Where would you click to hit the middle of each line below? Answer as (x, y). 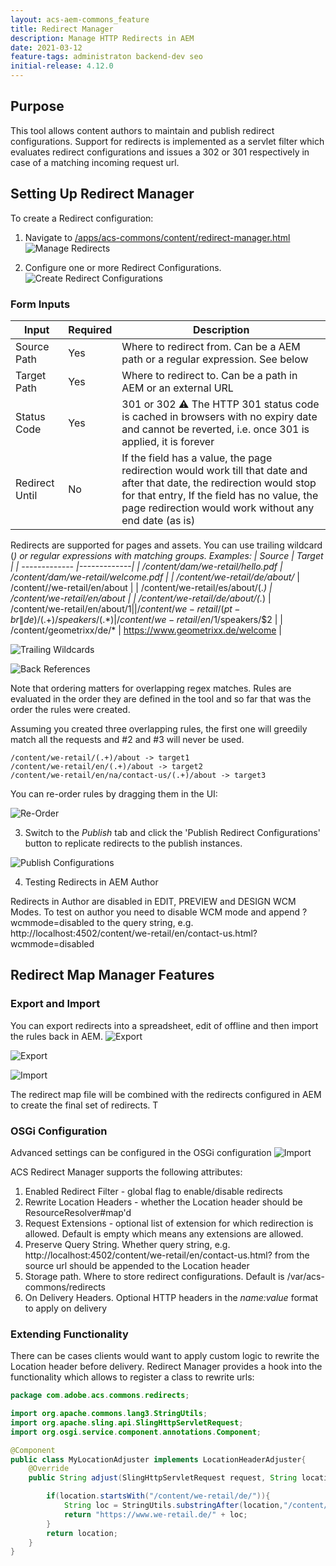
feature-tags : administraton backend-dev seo (106, 57)
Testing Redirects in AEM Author (91, 882)
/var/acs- (305, 1276)
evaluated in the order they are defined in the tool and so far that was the (161, 698)
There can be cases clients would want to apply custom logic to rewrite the (165, 1356)
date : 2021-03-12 (46, 47)
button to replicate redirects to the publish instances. (133, 843)
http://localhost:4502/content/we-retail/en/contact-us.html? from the (167, 1255)
